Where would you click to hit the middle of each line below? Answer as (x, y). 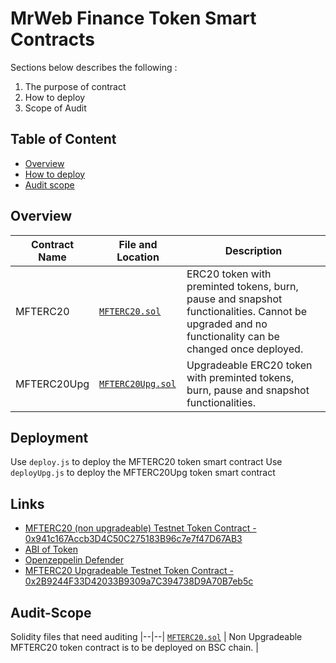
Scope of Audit (55, 108)
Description (253, 250)
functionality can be (233, 336)
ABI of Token (51, 549)
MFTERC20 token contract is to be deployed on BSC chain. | (134, 647)
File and (138, 244)
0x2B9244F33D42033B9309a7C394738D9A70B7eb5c (139, 581)
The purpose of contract (75, 86)
